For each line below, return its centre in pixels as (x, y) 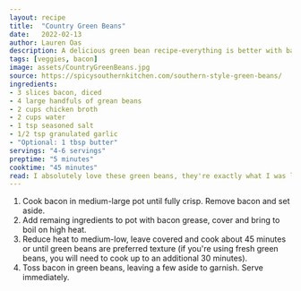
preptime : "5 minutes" (52, 159)
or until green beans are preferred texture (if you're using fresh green (150, 249)
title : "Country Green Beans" (68, 26)
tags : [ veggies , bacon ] (54, 59)
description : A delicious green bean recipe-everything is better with (146, 51)
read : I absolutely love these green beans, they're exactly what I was (148, 175)
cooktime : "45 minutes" (54, 167)
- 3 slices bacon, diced (56, 92)
